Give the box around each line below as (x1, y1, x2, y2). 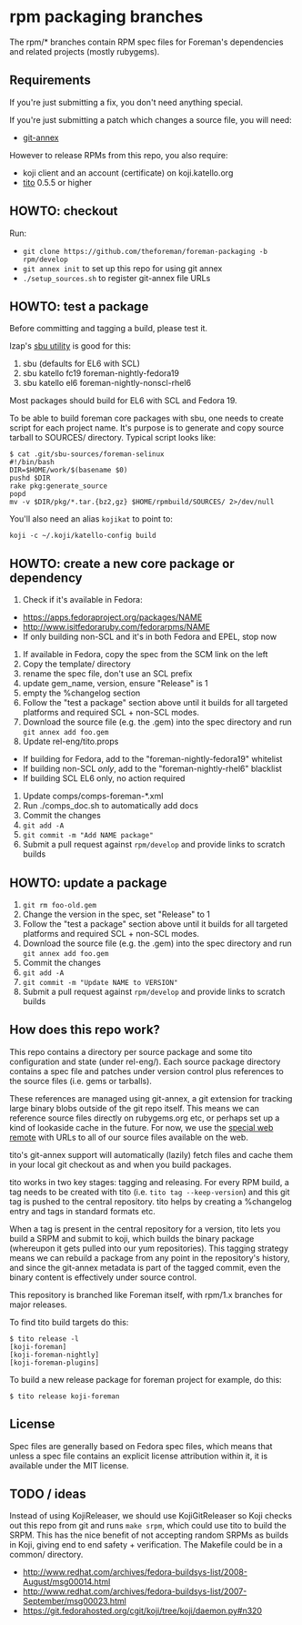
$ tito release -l (9, 1334, 79, 1344)
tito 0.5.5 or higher (22, 177, 93, 188)
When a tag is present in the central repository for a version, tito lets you (9, 1223, 281, 1234)
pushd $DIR (9, 473, 51, 483)
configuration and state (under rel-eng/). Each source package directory (9, 1056, 281, 1067)
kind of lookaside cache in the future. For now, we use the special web (9, 1122, 274, 1132)
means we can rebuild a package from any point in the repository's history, (9, 1252, 291, 1263)
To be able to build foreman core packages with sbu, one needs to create (9, 412, 284, 424)
